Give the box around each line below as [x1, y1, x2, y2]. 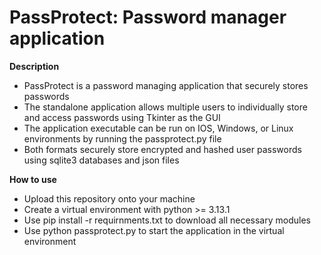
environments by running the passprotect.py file [23, 132, 222, 145]
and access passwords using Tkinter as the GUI [23, 111, 221, 123]
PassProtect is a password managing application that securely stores [23, 79, 309, 91]
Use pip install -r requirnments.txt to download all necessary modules [23, 214, 311, 226]
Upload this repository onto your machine [23, 192, 196, 205]
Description [9, 60, 60, 72]
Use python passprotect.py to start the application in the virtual [23, 224, 285, 236]
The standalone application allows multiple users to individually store [23, 101, 308, 113]
